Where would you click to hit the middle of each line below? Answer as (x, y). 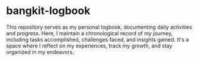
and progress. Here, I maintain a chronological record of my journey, (90, 33)
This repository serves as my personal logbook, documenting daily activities (99, 27)
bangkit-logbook (48, 11)
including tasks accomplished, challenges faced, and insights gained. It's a (98, 39)
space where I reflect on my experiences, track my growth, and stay (90, 46)
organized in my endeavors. (40, 52)
